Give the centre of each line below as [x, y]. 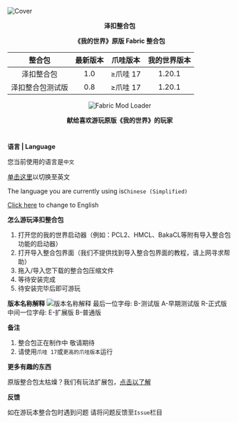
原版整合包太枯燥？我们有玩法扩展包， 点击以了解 [79, 382]
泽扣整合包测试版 [40, 87]
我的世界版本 [169, 60]
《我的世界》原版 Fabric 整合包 [120, 41]
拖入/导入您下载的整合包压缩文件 [66, 270]
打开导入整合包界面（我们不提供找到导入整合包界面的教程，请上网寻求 [121, 253]
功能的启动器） [40, 244]
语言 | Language [31, 147]
